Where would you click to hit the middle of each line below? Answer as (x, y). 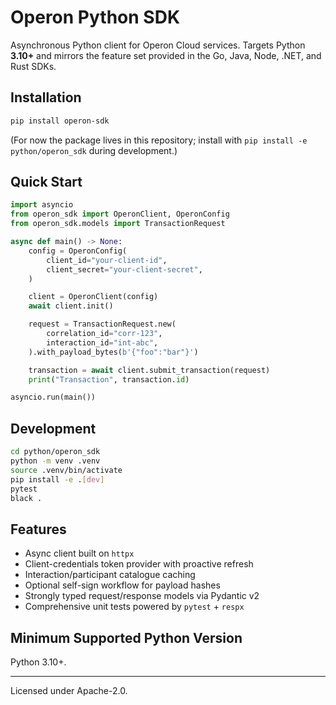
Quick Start (46, 182)
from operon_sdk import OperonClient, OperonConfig (120, 214)
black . (26, 498)
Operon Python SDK (95, 17)
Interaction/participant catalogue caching (110, 575)
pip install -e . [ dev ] (57, 479)
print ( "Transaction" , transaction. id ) (109, 379)
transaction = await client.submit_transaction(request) (149, 370)
